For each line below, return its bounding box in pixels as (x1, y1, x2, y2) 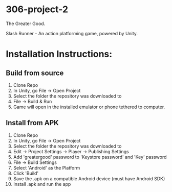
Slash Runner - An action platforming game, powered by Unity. (6, 30, 138, 36)
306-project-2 (6, 4, 69, 15)
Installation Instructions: (6, 49, 113, 60)
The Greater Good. (6, 20, 46, 27)
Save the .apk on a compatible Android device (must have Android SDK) (13, 175, 165, 182)
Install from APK (6, 118, 59, 127)
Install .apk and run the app (13, 181, 71, 187)
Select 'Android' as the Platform (13, 164, 80, 171)
